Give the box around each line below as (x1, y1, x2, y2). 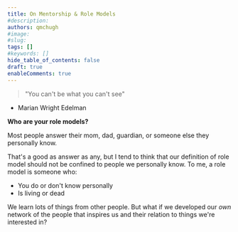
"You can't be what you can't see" (24, 90, 126, 98)
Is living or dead (17, 189, 65, 197)
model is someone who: (7, 167, 77, 176)
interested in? (7, 218, 48, 226)
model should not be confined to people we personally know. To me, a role (7, 159, 226, 168)
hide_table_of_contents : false (7, 57, 100, 64)
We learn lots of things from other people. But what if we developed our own (7, 202, 232, 211)
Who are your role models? (7, 117, 89, 125)
